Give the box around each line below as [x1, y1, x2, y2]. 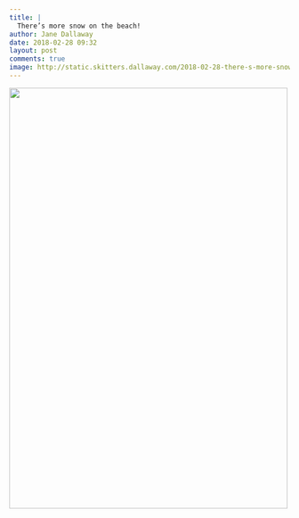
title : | [9, 12, 42, 22]
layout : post [9, 46, 58, 55]
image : [9, 63, 34, 72]
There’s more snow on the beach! [17, 21, 141, 30]
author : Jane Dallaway [9, 29, 93, 38]
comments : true [9, 54, 66, 63]
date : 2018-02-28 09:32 [9, 37, 98, 47]
